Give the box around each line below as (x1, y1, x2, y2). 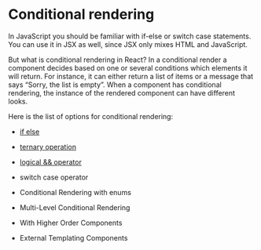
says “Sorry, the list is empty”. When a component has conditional (8, 80, 222, 89)
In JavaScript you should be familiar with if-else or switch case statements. (8, 31, 252, 41)
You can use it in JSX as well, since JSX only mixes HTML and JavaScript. (8, 39, 248, 49)
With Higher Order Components (19, 218, 123, 227)
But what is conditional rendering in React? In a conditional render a (8, 55, 227, 64)
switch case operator (19, 172, 89, 182)
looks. (8, 96, 28, 106)
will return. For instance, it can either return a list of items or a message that (8, 71, 254, 81)
